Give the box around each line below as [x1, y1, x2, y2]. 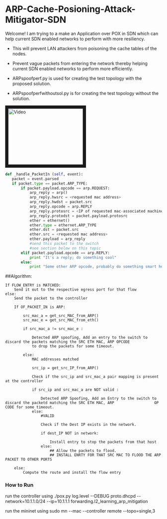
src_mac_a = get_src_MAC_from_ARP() [23, 313, 99, 318]
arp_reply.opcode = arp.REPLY [29, 204, 92, 209]
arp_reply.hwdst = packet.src [29, 200, 92, 205]
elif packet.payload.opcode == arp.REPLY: [20, 250, 110, 255]
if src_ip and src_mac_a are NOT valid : [31, 387, 119, 393]
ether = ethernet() [29, 218, 70, 223]
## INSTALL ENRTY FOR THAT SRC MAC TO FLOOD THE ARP [49, 453, 162, 458]
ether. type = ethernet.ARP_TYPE [29, 222, 97, 227]
